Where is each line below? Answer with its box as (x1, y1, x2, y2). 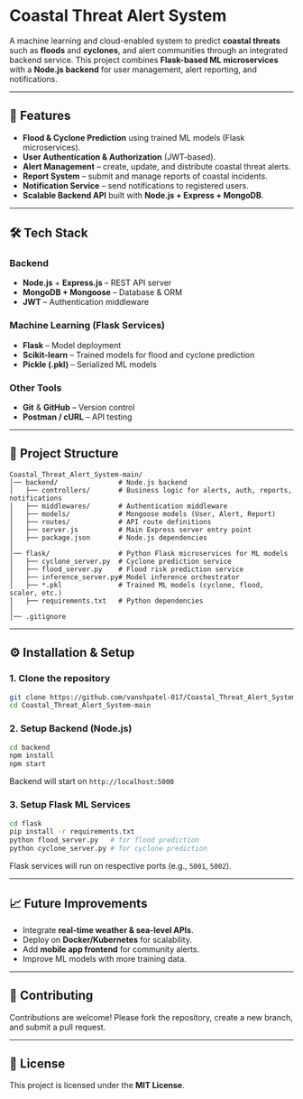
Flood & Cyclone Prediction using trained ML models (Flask (22, 132, 245, 143)
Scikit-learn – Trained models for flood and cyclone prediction (22, 349, 255, 360)
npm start (9, 760, 47, 769)
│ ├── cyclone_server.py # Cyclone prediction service (9, 557, 232, 566)
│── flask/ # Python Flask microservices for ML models (9, 549, 289, 558)
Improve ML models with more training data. (22, 953, 187, 964)
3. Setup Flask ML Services (9, 799, 131, 811)
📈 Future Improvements (9, 896, 148, 911)
